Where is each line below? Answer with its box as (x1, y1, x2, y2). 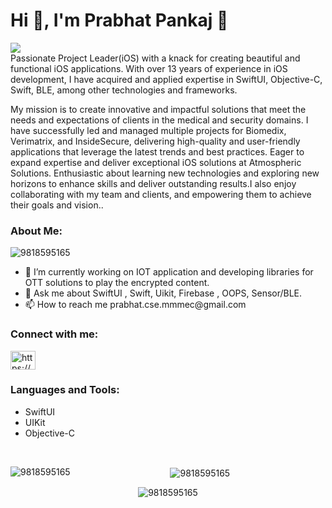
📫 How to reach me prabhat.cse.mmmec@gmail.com (24, 299, 247, 311)
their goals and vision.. (10, 199, 104, 211)
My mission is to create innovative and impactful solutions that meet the (10, 103, 307, 115)
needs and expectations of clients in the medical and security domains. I (10, 114, 309, 126)
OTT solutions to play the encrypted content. (24, 277, 210, 289)
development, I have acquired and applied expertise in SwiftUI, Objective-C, (10, 73, 323, 85)
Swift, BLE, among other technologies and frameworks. (10, 84, 238, 96)
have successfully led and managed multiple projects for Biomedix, (10, 124, 287, 136)
